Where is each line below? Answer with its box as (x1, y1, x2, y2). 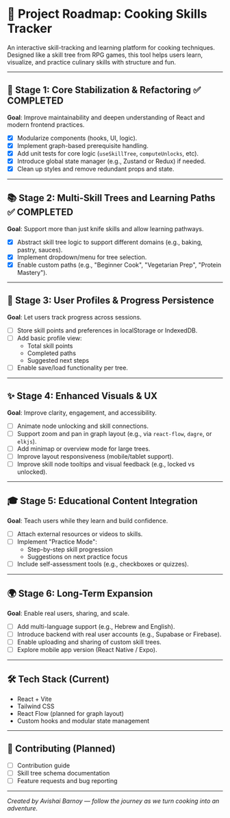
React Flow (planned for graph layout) (16, 710, 125, 718)
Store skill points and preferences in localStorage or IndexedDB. (16, 326, 198, 335)
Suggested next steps (27, 357, 90, 364)
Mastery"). (16, 269, 48, 277)
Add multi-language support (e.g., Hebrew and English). (16, 623, 175, 630)
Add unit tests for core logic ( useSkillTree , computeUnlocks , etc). (16, 149, 199, 157)
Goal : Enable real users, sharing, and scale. (7, 610, 130, 617)
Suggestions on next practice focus (27, 553, 128, 561)
